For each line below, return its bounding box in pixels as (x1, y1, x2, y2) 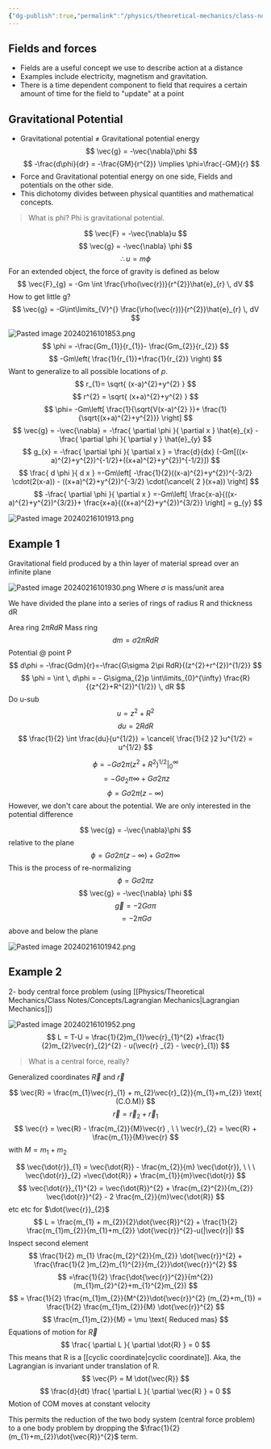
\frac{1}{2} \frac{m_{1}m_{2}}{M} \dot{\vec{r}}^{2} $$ (46, 1302, 225, 1312)
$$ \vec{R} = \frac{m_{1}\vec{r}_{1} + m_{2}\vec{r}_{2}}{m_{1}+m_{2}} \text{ (9, 1088, 262, 1097)
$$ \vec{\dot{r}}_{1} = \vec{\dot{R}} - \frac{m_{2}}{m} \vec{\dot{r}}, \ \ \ (15, 1162, 256, 1172)
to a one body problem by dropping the (8, 1423, 139, 1433)
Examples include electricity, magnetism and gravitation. (19, 72, 208, 82)
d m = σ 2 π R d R (112, 635, 159, 645)
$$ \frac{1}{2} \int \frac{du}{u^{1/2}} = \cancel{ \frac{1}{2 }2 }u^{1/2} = (18, 733, 253, 743)
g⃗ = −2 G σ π (115, 900, 156, 910)
